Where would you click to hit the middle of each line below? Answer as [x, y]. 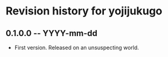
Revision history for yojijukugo [84, 11]
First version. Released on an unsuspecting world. [77, 47]
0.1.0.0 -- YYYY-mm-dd [52, 33]
